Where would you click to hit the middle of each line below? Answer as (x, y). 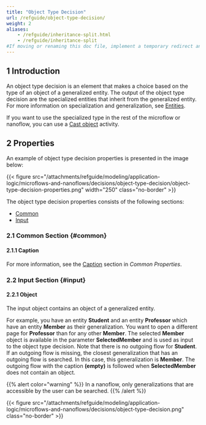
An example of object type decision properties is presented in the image (97, 158)
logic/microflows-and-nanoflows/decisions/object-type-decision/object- (98, 183)
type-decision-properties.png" (45, 189)
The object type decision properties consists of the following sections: (95, 201)
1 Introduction (33, 71)
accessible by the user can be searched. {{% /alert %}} (76, 391)
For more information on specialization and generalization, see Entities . (96, 106)
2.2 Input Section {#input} (46, 280)
